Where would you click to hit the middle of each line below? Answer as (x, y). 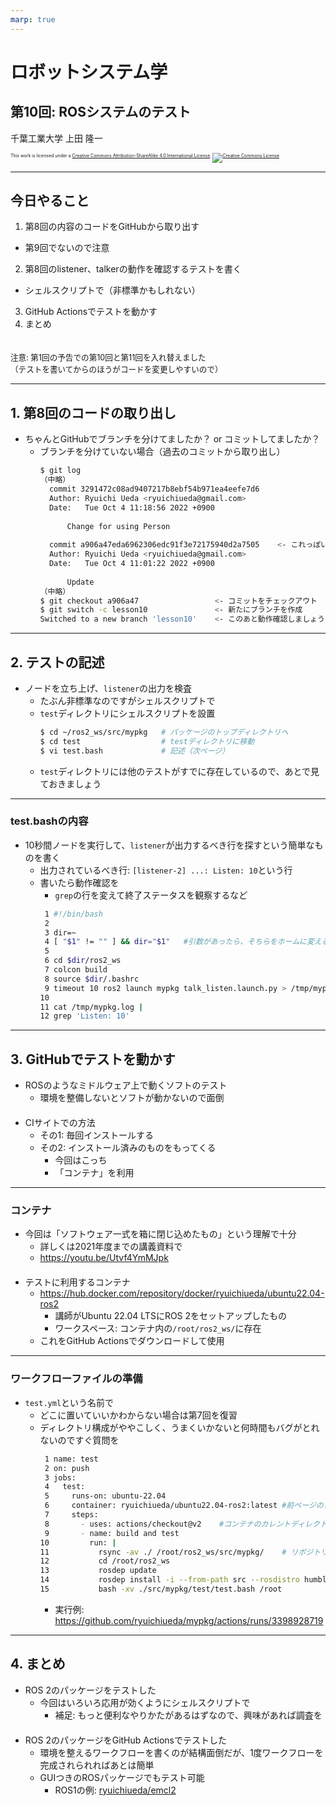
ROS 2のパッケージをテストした (90, 1690)
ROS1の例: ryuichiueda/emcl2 (115, 1790)
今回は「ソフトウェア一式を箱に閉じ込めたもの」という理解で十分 (160, 1234)
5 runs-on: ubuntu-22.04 (105, 1496)
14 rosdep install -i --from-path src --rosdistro (169, 1580)
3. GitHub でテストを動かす (93, 1059)
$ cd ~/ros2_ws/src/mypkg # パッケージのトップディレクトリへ (164, 732)
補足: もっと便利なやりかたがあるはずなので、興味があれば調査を (188, 1715)
